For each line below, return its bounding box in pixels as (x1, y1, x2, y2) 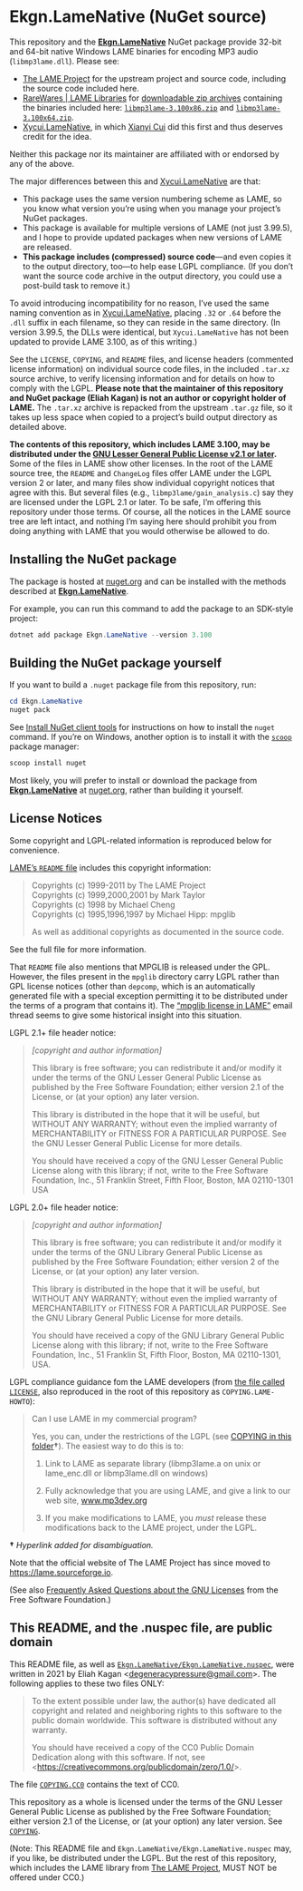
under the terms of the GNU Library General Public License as (31, 1246, 263, 1257)
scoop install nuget (9, 759, 88, 768)
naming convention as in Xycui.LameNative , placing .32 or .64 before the (9, 307, 282, 318)
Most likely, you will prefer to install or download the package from (9, 775, 258, 786)
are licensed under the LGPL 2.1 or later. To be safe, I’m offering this (9, 496, 261, 507)
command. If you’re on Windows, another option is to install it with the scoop (9, 732, 292, 743)
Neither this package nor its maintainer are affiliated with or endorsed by (9, 148, 280, 160)
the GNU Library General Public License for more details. (31, 1312, 244, 1323)
